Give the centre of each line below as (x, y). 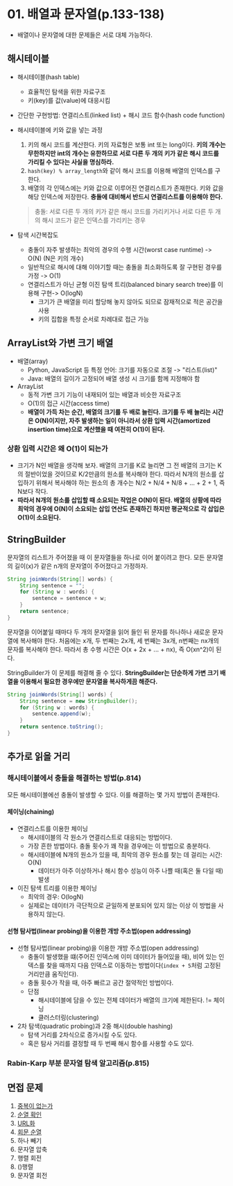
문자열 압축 (32, 1149)
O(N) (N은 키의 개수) (56, 258)
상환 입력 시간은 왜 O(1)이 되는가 (58, 449)
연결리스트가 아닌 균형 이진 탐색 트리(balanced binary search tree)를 (122, 284)
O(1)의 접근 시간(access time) (68, 403)
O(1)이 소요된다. (39, 517)
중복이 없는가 (35, 1105)
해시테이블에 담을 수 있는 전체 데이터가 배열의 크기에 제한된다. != (125, 1000)
